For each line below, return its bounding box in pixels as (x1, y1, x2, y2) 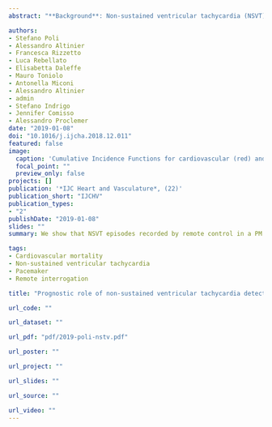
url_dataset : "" (8, 318, 63, 327)
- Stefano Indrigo (8, 102, 70, 110)
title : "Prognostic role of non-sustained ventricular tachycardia (8, 289, 241, 297)
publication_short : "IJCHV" (8, 192, 104, 200)
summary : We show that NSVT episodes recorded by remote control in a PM (8, 230, 263, 238)
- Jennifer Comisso (8, 109, 74, 117)
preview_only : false (15, 169, 85, 178)
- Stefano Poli (8, 34, 60, 42)
